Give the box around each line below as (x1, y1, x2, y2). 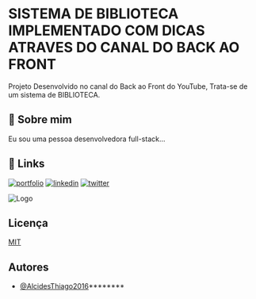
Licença (8, 216, 49, 230)
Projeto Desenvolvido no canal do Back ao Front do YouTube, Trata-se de (8, 81, 248, 91)
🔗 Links (8, 157, 45, 171)
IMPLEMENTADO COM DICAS (8, 21, 205, 40)
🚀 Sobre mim (8, 113, 73, 127)
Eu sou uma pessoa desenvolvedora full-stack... (8, 134, 166, 144)
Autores (8, 260, 49, 274)
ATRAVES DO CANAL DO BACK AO (8, 39, 240, 56)
